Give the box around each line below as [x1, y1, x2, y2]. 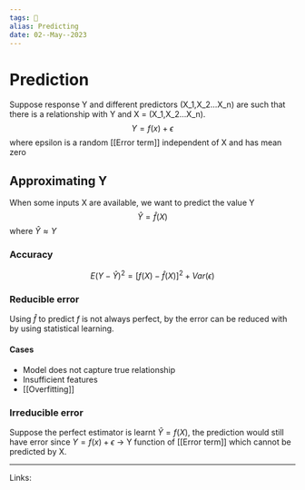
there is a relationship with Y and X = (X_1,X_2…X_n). [9, 109, 206, 120]
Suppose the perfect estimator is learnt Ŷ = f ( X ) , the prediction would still [9, 426, 284, 437]
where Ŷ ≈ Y [9, 226, 57, 237]
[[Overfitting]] [22, 383, 75, 395]
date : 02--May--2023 [9, 30, 88, 39]
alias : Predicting [9, 22, 79, 31]
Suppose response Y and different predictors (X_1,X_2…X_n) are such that [9, 99, 286, 110]
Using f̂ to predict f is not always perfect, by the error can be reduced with [9, 314, 288, 325]
